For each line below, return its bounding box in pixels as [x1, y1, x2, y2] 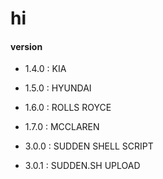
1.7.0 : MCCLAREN [24, 121, 100, 133]
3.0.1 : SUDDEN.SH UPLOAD [24, 160, 141, 172]
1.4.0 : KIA [24, 63, 67, 75]
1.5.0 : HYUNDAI [24, 82, 92, 94]
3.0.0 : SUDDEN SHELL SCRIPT [24, 140, 154, 152]
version [10, 40, 43, 52]
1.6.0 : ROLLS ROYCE [24, 102, 112, 114]
